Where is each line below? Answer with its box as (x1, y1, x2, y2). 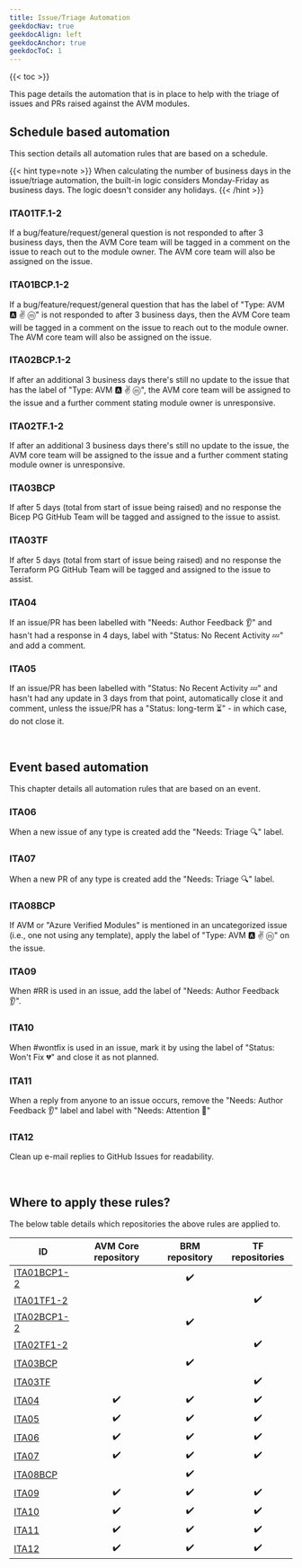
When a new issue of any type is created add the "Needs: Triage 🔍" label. (9, 827, 285, 837)
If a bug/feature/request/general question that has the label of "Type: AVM (9, 298, 285, 310)
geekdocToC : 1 (9, 47, 63, 56)
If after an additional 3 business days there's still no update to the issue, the (9, 440, 289, 451)
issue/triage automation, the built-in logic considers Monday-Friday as (9, 174, 270, 185)
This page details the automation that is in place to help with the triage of (9, 89, 280, 100)
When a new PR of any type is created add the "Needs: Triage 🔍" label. (9, 873, 275, 884)
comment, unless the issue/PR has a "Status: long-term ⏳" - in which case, (9, 703, 288, 714)
